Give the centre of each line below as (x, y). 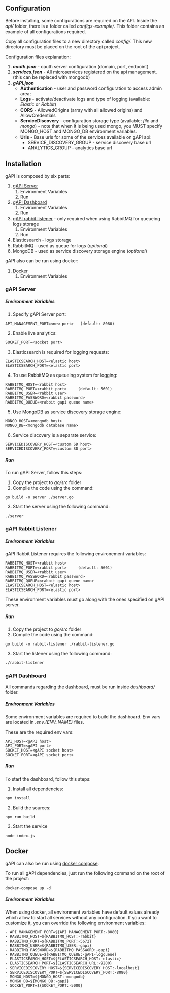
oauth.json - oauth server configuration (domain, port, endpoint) (80, 66)
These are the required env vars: (39, 732)
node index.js (20, 836)
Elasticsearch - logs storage (42, 240)
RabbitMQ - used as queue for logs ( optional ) (60, 245)
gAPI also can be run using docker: (42, 261)
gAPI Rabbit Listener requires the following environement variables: (76, 554)
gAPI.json (23, 83)
